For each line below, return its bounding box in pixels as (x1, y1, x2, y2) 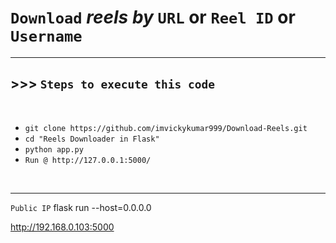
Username (10, 27, 83, 46)
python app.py (24, 144, 84, 155)
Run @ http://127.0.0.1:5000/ (24, 155, 152, 165)
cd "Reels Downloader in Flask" (24, 134, 160, 144)
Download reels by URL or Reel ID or (10, 6, 296, 29)
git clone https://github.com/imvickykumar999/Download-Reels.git (24, 123, 308, 133)
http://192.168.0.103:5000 (10, 221, 115, 233)
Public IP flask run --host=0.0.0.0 (10, 201, 152, 213)
